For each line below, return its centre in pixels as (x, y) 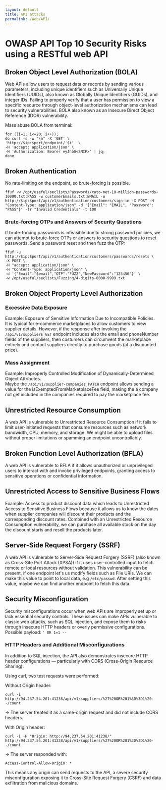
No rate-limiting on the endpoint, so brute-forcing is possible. (68, 183)
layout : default (22, 10)
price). (12, 350)
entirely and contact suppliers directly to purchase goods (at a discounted (81, 345)
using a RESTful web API (56, 54)
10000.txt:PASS (21, 197)
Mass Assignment (28, 363)
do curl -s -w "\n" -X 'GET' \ (37, 139)
